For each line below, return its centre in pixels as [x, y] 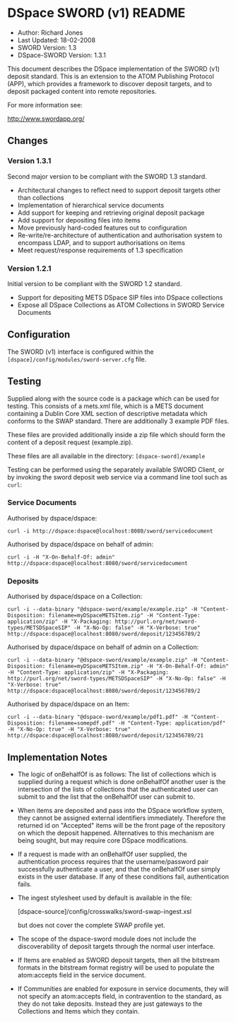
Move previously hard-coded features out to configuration [102, 227]
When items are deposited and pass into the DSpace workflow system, [120, 810]
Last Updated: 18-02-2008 [57, 40]
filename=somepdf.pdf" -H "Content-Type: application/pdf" [137, 723]
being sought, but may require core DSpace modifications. [103, 840]
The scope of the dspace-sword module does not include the [107, 939]
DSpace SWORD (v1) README [96, 13]
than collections [41, 197]
